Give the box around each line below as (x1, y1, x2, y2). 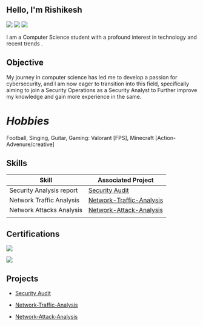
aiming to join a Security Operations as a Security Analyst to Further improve (6, 86, 198, 93)
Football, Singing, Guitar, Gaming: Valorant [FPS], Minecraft (6, 134, 155, 141)
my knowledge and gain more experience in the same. (6, 93, 142, 100)
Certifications (6, 228, 60, 239)
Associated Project (98, 176, 154, 184)
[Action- (155, 134, 176, 141)
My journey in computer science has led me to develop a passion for (6, 73, 178, 81)
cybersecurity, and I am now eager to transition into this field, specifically (6, 80, 190, 87)
